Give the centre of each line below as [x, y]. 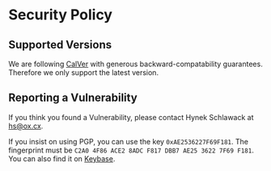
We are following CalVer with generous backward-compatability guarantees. [135, 64]
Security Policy [61, 15]
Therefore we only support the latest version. [84, 73]
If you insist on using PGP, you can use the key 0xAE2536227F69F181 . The [129, 141]
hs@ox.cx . [26, 126]
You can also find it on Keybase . [62, 158]
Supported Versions [60, 45]
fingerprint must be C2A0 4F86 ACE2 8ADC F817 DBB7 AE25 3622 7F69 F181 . [131, 150]
